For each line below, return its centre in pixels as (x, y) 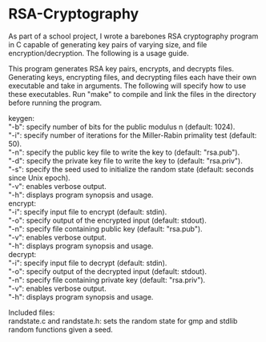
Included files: (32, 312)
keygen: (21, 118)
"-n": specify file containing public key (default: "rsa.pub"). (105, 228)
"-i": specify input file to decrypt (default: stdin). (88, 263)
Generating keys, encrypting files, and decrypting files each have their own (133, 77)
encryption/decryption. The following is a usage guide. (99, 53)
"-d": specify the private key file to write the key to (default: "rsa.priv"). (125, 160)
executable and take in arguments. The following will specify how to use (127, 86)
